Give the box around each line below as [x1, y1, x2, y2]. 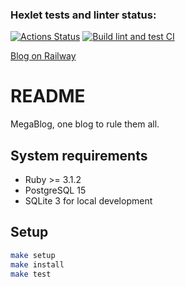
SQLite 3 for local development [24, 195, 153, 207]
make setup [10, 250, 56, 260]
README [10, 85, 86, 108]
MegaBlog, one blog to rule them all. [10, 118, 160, 130]
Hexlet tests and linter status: [10, 8, 157, 22]
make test [10, 269, 52, 279]
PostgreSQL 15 [24, 184, 87, 197]
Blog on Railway [10, 50, 77, 62]
